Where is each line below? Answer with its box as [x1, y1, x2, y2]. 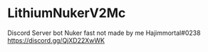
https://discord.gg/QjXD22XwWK [7, 36, 105, 44]
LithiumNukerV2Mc [7, 5, 126, 21]
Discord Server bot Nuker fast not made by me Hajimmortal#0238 [7, 28, 201, 37]
